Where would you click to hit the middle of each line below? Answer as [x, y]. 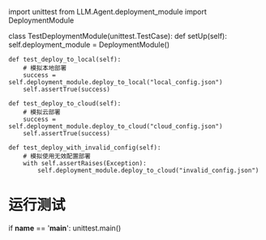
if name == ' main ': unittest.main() [65, 228]
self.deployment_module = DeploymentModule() [89, 45]
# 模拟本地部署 [45, 68]
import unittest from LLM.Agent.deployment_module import [107, 12]
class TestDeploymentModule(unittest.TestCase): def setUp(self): [118, 36]
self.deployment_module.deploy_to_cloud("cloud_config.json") [116, 126]
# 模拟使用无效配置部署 [57, 156]
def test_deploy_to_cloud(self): [65, 104]
